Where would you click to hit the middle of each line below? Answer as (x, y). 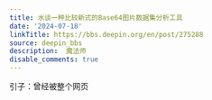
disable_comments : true (54, 59)
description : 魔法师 (48, 51)
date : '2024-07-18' (46, 26)
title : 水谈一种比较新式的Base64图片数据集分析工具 (96, 18)
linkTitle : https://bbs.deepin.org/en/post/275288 (106, 34)
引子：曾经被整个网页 (49, 86)
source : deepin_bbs (46, 43)
